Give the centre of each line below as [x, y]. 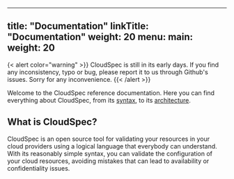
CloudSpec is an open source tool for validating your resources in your [109, 139]
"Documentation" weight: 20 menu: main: [100, 37]
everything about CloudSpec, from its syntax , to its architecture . [99, 100]
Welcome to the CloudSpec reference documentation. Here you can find [111, 93]
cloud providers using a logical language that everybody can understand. [112, 146]
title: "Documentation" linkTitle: [78, 26]
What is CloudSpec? [52, 122]
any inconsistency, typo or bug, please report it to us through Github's [108, 72]
